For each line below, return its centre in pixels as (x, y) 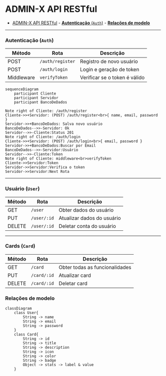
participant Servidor (36, 98)
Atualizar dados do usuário (90, 218)
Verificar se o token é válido (112, 78)
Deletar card (73, 283)
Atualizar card (75, 275)
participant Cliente (35, 94)
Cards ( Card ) (20, 246)
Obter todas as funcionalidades (95, 267)
